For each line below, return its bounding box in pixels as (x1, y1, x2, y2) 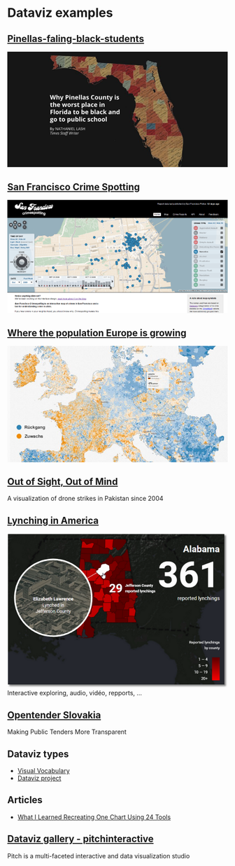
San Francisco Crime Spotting (7, 180, 141, 193)
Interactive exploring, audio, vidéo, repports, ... (7, 689, 142, 697)
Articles (7, 794, 43, 806)
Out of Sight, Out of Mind (7, 476, 118, 488)
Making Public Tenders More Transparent (7, 727, 127, 736)
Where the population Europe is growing (7, 327, 187, 339)
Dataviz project (17, 774, 62, 782)
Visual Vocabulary (17, 767, 70, 774)
